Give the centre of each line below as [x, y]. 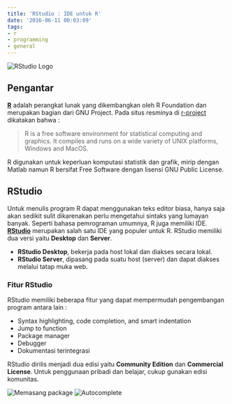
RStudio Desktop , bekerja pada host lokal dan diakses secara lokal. [115, 251]
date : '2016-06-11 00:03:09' [50, 20]
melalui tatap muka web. [52, 266]
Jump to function [42, 328]
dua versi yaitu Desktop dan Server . [60, 238]
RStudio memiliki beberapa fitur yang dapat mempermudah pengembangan [116, 300]
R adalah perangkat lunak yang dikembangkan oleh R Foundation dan [107, 105]
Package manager [44, 335]
